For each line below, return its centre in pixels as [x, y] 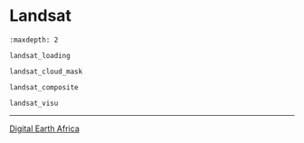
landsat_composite [44, 87]
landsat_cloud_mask [46, 71]
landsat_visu [34, 103]
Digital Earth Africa [44, 129]
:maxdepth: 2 [34, 40]
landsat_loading [40, 55]
